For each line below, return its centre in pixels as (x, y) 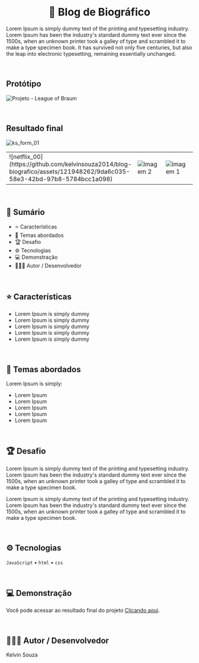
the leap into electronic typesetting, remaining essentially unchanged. (91, 53)
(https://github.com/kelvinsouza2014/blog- (70, 164)
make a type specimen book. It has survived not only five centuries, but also (99, 47)
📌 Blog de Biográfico (99, 12)
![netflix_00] (26, 157)
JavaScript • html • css (35, 562)
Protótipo (24, 84)
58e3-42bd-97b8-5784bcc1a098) (61, 179)
